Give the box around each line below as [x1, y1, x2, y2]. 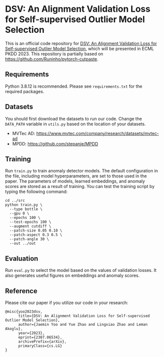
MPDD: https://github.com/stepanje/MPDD [12, 141, 98, 146]
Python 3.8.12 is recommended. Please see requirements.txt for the [5, 83, 142, 89]
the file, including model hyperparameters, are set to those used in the [5, 173, 147, 179]
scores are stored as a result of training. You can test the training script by [5, 184, 155, 190]
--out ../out [9, 241, 36, 246]
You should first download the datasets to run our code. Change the [5, 116, 142, 121]
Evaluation [5, 254, 38, 262]
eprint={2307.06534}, [18, 335, 63, 340]
